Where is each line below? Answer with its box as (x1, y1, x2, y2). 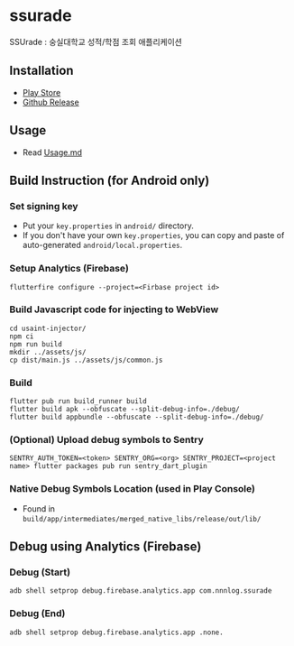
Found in (22, 503, 56, 514)
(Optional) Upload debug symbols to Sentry (9, 434, 205, 447)
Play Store (22, 87, 61, 97)
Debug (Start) (9, 566, 70, 578)
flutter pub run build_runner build (9, 397, 147, 406)
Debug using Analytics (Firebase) (9, 539, 202, 555)
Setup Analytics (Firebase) (9, 263, 129, 275)
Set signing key (9, 199, 78, 212)
